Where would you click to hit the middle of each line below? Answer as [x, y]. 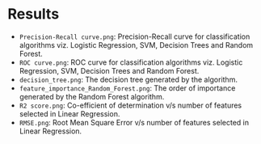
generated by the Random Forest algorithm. [92, 96]
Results [34, 14]
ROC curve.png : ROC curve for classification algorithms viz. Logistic [131, 62]
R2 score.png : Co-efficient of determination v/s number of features [130, 105]
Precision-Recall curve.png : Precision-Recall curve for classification [135, 36]
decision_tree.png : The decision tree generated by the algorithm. [128, 79]
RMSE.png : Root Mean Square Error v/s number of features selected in [134, 122]
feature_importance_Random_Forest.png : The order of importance [127, 88]
